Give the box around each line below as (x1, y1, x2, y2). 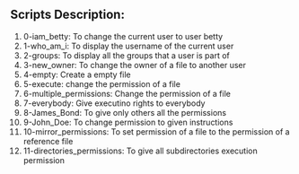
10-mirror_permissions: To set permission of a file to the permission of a (22, 126, 290, 137)
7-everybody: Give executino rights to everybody (22, 98, 206, 109)
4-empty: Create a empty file (22, 69, 131, 80)
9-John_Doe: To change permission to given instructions (22, 117, 233, 127)
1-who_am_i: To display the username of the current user (22, 40, 234, 51)
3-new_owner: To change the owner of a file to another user (22, 59, 246, 70)
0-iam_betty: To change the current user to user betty (22, 30, 224, 41)
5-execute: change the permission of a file (22, 78, 180, 89)
